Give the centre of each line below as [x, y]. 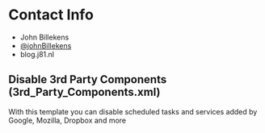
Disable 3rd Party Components [88, 79]
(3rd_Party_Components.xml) [84, 92]
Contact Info [51, 15]
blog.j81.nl [37, 54]
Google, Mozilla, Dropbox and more [67, 120]
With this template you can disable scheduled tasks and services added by [133, 111]
